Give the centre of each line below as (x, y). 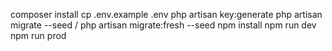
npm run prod (38, 35)
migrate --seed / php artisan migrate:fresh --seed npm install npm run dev (163, 25)
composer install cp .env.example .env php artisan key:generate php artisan (166, 14)
